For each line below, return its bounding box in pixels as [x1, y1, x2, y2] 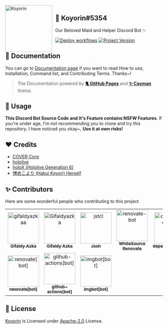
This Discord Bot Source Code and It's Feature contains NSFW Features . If [5, 115, 162, 121]
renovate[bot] [9, 286, 37, 292]
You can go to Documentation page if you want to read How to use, [5, 65, 144, 71]
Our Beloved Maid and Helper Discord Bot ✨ [55, 27, 146, 33]
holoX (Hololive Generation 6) [12, 164, 74, 170]
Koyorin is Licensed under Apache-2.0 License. [5, 317, 103, 324]
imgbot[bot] [83, 286, 108, 292]
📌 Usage [5, 102, 31, 110]
